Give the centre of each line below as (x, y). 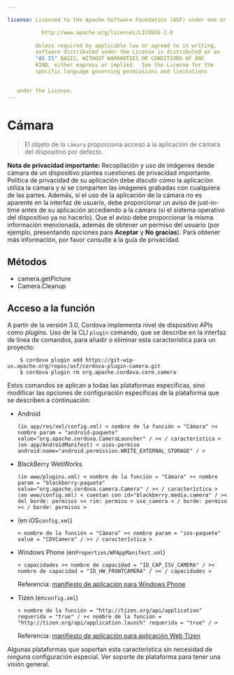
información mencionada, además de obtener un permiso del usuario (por (114, 225)
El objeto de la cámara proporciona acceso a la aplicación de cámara (122, 145)
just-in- (209, 203)
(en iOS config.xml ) (45, 520)
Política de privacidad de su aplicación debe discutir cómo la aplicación (110, 180)
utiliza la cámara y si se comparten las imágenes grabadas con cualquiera (114, 188)
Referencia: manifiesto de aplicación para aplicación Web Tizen (109, 636)
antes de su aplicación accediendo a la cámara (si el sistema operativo (123, 210)
